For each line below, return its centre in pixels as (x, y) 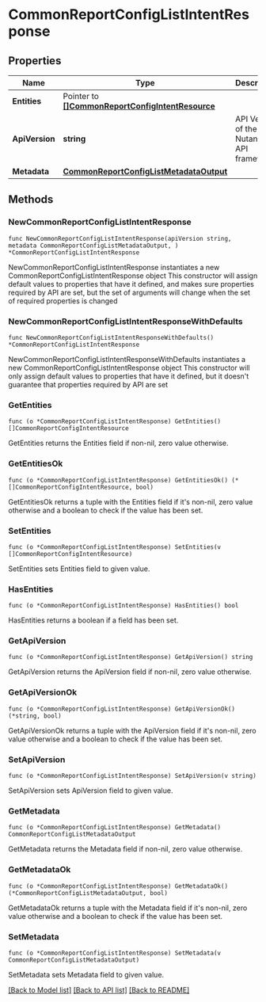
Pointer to (81, 96)
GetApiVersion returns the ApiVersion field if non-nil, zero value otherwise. (130, 672)
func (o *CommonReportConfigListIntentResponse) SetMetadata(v (115, 953)
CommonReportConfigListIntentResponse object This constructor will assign (133, 276)
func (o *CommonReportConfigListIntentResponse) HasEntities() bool (123, 606)
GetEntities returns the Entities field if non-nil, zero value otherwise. (118, 443)
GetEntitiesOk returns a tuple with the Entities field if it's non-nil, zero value (131, 501)
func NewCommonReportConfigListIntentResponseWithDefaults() (111, 337)
